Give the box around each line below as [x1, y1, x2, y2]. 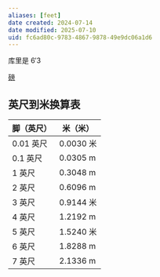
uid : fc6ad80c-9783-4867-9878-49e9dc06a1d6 [8, 33, 153, 42]
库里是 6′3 [8, 56, 42, 65]
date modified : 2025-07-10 [8, 26, 96, 34]
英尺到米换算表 [8, 97, 81, 111]
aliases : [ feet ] [8, 11, 61, 20]
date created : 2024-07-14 [8, 19, 93, 27]
